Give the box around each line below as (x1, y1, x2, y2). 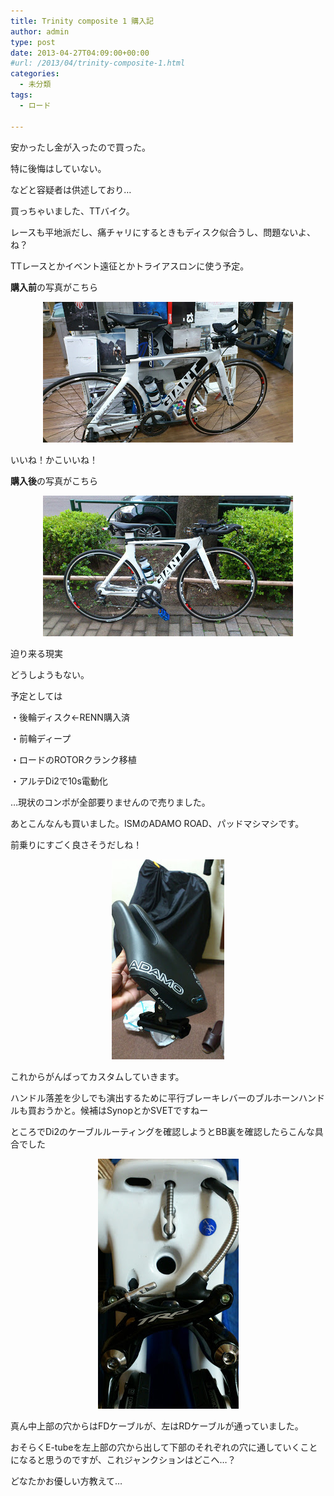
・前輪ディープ (10, 732, 72, 744)
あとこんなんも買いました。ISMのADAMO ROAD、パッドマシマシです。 (10, 817, 305, 829)
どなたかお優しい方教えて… (10, 1475, 123, 1487)
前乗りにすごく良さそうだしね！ (10, 838, 143, 850)
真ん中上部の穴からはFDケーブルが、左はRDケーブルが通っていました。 (10, 1420, 304, 1432)
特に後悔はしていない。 (10, 162, 107, 174)
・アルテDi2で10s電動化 (10, 775, 108, 787)
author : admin (10, 26, 70, 37)
